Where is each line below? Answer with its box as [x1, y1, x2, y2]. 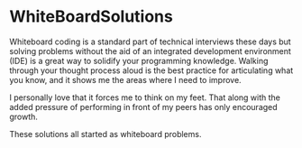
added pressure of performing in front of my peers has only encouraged [9, 101, 278, 112]
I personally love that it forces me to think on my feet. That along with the [9, 92, 281, 103]
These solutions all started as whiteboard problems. [9, 128, 202, 139]
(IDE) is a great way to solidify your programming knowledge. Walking [9, 55, 269, 66]
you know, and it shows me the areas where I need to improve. [9, 74, 242, 85]
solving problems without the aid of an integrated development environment [9, 45, 291, 56]
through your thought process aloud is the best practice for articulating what [9, 65, 294, 76]
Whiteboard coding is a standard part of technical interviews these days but [9, 36, 291, 47]
